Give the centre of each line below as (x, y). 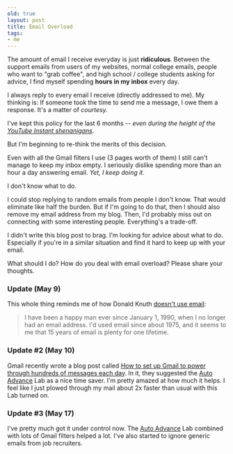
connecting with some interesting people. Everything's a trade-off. (103, 222)
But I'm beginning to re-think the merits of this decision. (87, 144)
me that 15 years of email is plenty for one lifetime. (96, 332)
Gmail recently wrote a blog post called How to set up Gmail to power (107, 366)
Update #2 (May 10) (41, 350)
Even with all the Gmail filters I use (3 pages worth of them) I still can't (107, 158)
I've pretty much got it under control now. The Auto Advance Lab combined (115, 428)
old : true (22, 14)
